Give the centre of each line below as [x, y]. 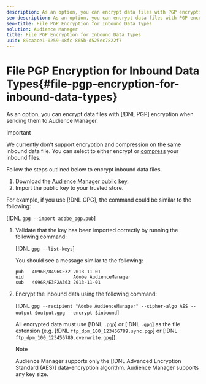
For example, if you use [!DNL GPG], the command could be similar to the [99, 200]
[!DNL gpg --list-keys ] [45, 248]
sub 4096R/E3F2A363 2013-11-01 [58, 282]
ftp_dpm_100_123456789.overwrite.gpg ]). [66, 337]
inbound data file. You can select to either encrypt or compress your [93, 151]
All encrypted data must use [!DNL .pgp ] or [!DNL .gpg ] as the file [98, 324]
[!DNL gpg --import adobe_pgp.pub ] [51, 218]
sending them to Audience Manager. [52, 120]
